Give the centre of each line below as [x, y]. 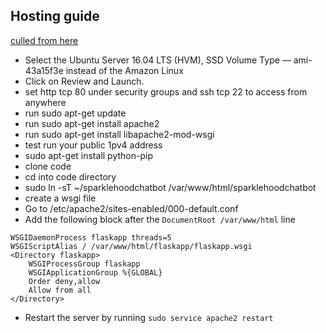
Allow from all [60, 290]
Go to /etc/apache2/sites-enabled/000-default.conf [131, 208]
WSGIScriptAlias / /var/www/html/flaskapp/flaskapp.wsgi [131, 246]
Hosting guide [55, 16]
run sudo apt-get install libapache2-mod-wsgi [119, 134]
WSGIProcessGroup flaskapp [84, 264]
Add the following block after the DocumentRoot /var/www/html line [160, 219]
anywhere [45, 102]
